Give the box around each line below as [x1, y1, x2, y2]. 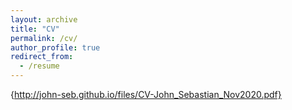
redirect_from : [10, 52, 74, 62]
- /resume [19, 61, 60, 71]
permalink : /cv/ [10, 33, 78, 43]
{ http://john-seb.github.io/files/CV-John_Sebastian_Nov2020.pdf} [10, 89, 282, 100]
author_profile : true [10, 42, 101, 53]
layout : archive [10, 14, 78, 25]
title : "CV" [10, 24, 60, 34]
